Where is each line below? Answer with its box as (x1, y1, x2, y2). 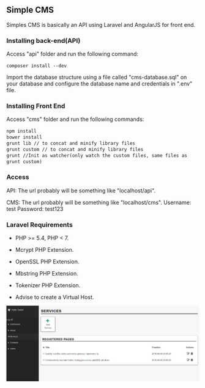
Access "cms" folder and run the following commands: (6, 115, 144, 123)
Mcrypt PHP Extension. (15, 246, 74, 253)
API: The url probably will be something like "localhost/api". (6, 186, 156, 194)
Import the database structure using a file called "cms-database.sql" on (6, 73, 187, 81)
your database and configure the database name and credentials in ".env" (6, 80, 193, 87)
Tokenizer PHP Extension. (15, 282, 81, 289)
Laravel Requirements (6, 220, 73, 229)
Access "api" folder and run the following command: (6, 50, 139, 57)
